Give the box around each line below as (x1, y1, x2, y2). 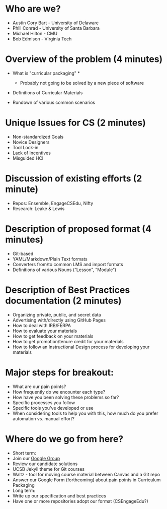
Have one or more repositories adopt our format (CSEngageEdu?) (12, 498, 148, 504)
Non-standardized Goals (12, 134, 64, 140)
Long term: (12, 487, 36, 493)
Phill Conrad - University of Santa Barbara (12, 25, 100, 31)
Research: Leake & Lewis (12, 205, 65, 212)
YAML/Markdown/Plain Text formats (12, 256, 88, 262)
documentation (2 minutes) (5, 295, 122, 306)
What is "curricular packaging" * (12, 70, 80, 76)
